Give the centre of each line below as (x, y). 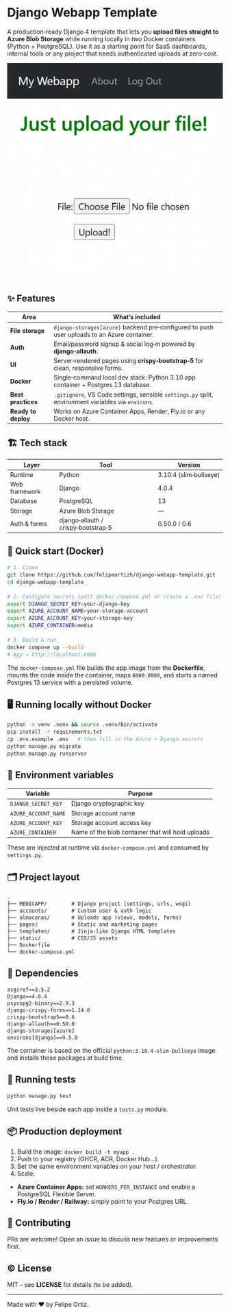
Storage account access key (111, 822)
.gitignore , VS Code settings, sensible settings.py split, (133, 394)
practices (24, 402)
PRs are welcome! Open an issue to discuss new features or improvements (113, 1240)
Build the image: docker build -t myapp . (76, 1152)
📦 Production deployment (64, 1131)
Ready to (23, 411)
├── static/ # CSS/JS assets (62, 938)
